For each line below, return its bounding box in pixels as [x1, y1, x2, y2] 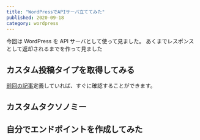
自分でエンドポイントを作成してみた [6, 124, 143, 135]
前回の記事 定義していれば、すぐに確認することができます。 [6, 82, 156, 89]
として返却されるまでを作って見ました [6, 45, 103, 52]
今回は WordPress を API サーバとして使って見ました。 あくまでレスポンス [6, 38, 194, 45]
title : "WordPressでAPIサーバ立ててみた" [6, 9, 105, 15]
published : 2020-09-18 [6, 15, 64, 21]
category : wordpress [6, 20, 59, 26]
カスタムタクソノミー [6, 102, 87, 112]
